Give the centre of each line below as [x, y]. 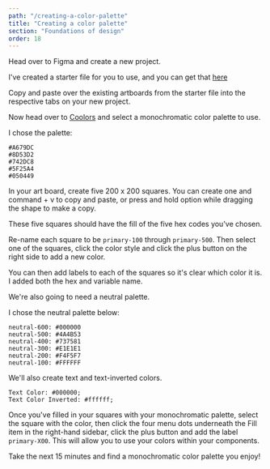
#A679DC [21, 148]
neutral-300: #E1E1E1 [45, 349]
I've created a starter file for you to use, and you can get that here [118, 77]
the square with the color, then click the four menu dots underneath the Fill [133, 424]
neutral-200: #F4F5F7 [45, 356]
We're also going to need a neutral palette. [79, 297]
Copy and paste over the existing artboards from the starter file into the [127, 93]
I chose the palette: [40, 133]
